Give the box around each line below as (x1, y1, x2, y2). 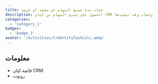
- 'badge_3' (10, 31, 35, 36)
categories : (5, 17, 30, 22)
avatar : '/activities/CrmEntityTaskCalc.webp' (5, 36, 105, 41)
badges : (5, 26, 22, 31)
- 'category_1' (10, 21, 42, 27)
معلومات (5, 54, 30, 63)
